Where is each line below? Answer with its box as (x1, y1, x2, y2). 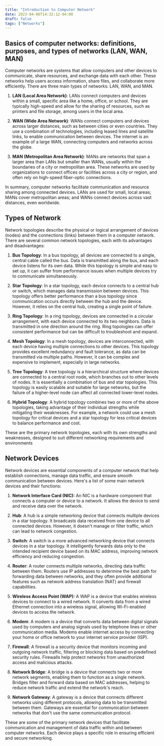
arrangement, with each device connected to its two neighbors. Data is (12, 318, 156, 324)
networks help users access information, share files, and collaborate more (5, 78, 155, 84)
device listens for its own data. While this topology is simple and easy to (12, 263, 158, 269)
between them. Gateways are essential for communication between (12, 704, 148, 711)
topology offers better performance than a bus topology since (12, 293, 137, 299)
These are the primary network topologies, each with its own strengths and (5, 429, 157, 435)
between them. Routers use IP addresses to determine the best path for (12, 568, 157, 574)
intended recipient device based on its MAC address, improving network (12, 548, 158, 554)
